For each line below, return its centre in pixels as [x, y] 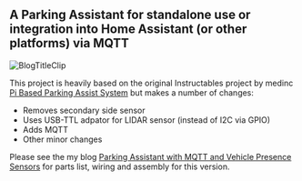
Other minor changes [62, 139]
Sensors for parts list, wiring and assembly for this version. [120, 166]
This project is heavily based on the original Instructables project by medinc [151, 83]
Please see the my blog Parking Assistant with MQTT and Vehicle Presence [151, 156]
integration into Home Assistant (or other [128, 30]
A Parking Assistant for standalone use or [130, 15]
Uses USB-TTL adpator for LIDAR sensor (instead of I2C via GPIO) [146, 120]
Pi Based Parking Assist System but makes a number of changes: [132, 92]
